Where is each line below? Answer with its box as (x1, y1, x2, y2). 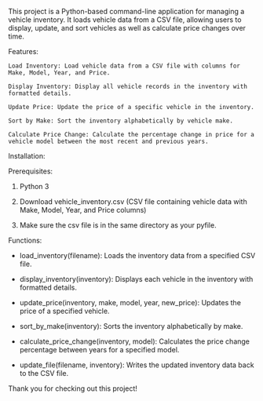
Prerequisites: (8, 166, 53, 176)
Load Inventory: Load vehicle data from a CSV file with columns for (8, 62, 241, 70)
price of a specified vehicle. (19, 306, 110, 315)
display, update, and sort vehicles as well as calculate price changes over (8, 24, 246, 32)
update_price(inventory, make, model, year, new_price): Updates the (19, 298, 242, 307)
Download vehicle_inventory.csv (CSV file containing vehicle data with (19, 197, 247, 206)
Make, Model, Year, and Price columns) (19, 206, 147, 214)
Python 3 (19, 182, 49, 191)
